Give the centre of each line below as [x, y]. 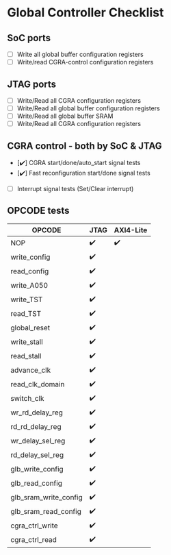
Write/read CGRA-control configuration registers [85, 62]
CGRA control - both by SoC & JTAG [84, 146]
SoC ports [29, 38]
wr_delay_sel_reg [38, 441]
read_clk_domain [38, 384]
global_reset [30, 328]
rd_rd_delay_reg [36, 427]
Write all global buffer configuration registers [80, 54]
